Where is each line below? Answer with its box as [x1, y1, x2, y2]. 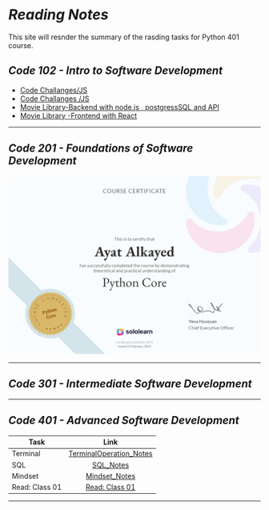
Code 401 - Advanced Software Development [8, 414, 240, 427]
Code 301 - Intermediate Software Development [8, 377, 252, 391]
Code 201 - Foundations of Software [8, 142, 194, 156]
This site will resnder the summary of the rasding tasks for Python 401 [8, 32, 240, 42]
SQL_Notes [91, 459, 130, 470]
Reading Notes [8, 6, 109, 24]
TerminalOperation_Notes [68, 449, 154, 459]
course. [8, 40, 34, 50]
